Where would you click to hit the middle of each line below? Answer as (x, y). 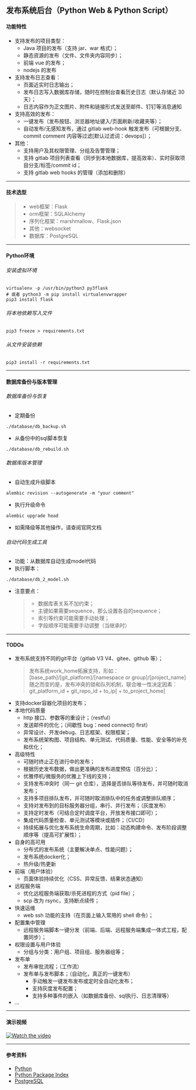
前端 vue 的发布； (44, 63)
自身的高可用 (30, 842)
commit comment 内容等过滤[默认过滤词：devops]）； (87, 136)
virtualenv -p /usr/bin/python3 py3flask (57, 288)
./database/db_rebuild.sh (37, 449)
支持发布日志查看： (38, 77)
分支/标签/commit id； (55, 165)
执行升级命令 (30, 505)
